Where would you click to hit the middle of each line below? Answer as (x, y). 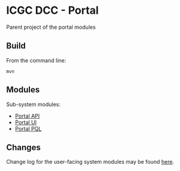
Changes (23, 147)
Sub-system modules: (34, 104)
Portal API (27, 116)
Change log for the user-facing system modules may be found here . (90, 162)
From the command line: (36, 60)
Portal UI (26, 122)
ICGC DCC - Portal (52, 10)
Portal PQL (28, 128)
